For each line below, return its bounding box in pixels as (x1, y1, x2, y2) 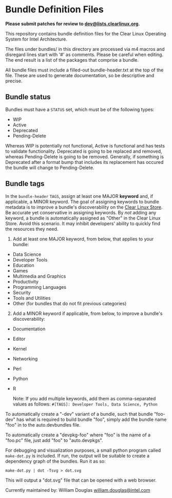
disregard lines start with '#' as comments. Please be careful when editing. (5, 51, 163, 58)
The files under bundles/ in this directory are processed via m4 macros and (5, 46, 165, 52)
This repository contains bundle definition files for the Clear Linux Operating (5, 30, 166, 36)
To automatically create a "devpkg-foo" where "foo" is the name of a (5, 432, 150, 438)
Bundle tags (5, 179, 45, 188)
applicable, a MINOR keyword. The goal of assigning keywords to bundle (5, 198, 159, 205)
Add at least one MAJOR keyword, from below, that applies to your (12, 235, 154, 242)
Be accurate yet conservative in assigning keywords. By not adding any (5, 209, 157, 215)
